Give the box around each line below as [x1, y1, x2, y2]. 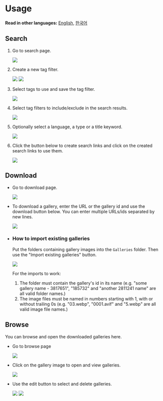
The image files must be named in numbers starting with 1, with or [19, 295, 153, 301]
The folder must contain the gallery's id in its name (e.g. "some [19, 280, 147, 286]
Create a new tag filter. [12, 66, 59, 72]
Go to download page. [12, 184, 57, 190]
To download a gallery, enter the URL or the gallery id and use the [12, 203, 145, 209]
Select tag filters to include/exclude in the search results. [12, 105, 128, 111]
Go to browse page [12, 343, 52, 349]
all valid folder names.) [19, 291, 66, 296]
